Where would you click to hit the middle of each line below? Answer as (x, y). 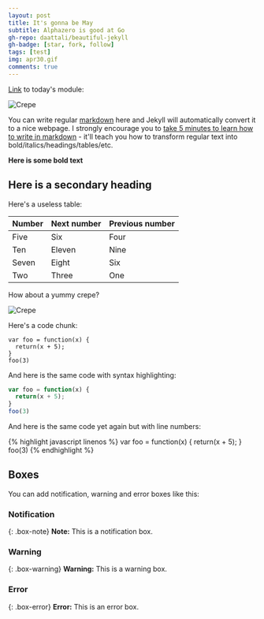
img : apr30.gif (33, 60)
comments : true (33, 67)
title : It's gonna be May (50, 23)
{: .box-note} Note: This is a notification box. (81, 531)
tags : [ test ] (30, 52)
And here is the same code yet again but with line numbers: (104, 427)
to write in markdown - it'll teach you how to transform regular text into (123, 136)
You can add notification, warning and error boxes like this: (104, 494)
